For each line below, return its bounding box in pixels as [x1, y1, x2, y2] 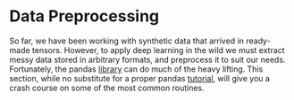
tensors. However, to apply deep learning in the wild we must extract [31, 44, 285, 55]
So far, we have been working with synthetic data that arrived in [9, 35, 244, 46]
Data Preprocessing [9, 6, 160, 27]
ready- [245, 35, 271, 46]
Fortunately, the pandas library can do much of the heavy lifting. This [9, 64, 264, 74]
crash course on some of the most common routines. [9, 82, 206, 93]
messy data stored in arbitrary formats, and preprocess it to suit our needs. [9, 54, 286, 65]
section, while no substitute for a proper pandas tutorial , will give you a [9, 73, 271, 83]
